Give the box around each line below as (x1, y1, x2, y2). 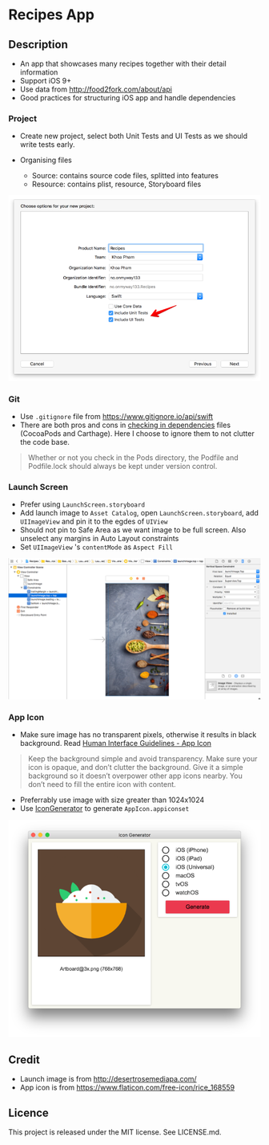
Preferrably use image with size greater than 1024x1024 (19, 795, 205, 805)
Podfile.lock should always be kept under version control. (27, 462, 218, 471)
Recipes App (8, 6, 94, 24)
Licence (8, 1106, 50, 1119)
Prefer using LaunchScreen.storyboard (19, 499, 146, 509)
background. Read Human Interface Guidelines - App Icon (19, 739, 212, 748)
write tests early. (19, 140, 75, 149)
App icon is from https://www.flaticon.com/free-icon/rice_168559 (19, 1082, 235, 1093)
